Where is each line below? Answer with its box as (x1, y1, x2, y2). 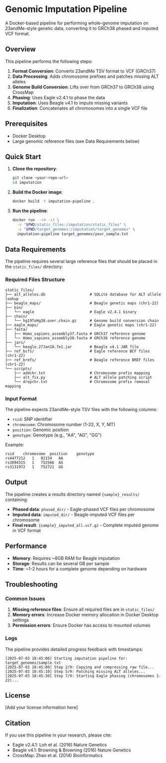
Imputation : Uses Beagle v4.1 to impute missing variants (12, 100, 128, 106)
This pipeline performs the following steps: (5, 58, 93, 64)
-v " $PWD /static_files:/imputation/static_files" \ (17, 222, 126, 227)
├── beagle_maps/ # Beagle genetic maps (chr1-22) (5, 300, 159, 305)
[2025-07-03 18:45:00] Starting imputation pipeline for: (5, 656, 128, 661)
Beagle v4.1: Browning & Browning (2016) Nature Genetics (12, 747, 131, 753)
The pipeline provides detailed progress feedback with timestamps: (5, 646, 143, 652)
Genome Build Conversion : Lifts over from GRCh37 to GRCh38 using (12, 84, 154, 90)
